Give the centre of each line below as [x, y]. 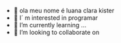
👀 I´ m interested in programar [56, 18]
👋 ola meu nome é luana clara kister [64, 11]
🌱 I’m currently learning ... [50, 25]
